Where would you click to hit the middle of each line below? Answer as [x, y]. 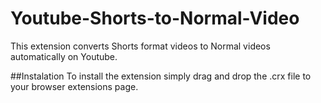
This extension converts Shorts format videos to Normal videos [140, 46]
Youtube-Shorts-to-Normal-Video [155, 18]
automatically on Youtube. [64, 56]
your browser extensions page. [74, 86]
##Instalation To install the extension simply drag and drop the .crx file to [161, 76]
